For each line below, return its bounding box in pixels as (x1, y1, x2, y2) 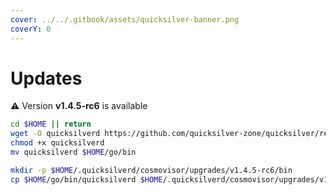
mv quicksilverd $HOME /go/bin (10, 147, 137, 158)
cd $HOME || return (10, 119, 92, 130)
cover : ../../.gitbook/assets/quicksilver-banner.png (10, 14, 240, 25)
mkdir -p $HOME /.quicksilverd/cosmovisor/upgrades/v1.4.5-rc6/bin (10, 165, 293, 175)
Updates (10, 67, 83, 90)
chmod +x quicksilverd (10, 138, 105, 148)
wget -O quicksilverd (10, 129, 101, 139)
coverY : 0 (10, 24, 52, 34)
